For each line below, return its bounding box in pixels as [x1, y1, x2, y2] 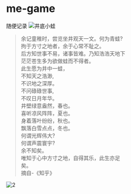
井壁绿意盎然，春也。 [20, 102, 73, 109]
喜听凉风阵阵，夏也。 [20, 109, 73, 116]
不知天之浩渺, [20, 72, 54, 79]
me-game [6, 2, 55, 16]
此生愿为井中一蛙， [20, 64, 68, 72]
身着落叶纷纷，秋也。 [20, 117, 73, 124]
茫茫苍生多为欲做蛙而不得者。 [20, 57, 94, 64]
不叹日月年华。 [20, 94, 58, 101]
